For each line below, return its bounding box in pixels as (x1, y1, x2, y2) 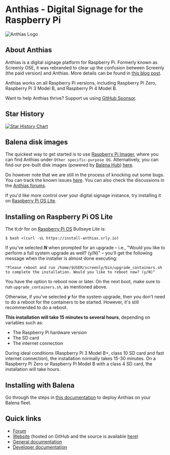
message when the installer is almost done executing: (5, 255, 118, 261)
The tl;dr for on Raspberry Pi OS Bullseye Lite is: (5, 226, 106, 232)
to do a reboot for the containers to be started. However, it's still (5, 299, 139, 305)
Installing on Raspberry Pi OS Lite (5, 212, 113, 221)
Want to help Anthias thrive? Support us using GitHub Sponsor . (5, 95, 137, 101)
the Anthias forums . (5, 182, 47, 188)
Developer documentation (12, 444, 67, 450)
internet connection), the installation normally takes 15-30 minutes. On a (5, 356, 156, 362)
